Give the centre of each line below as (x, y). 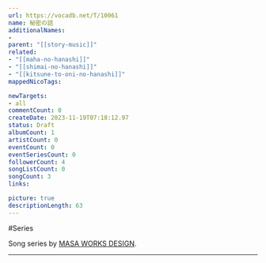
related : (23, 52)
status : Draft (32, 126)
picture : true (32, 198)
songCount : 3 (30, 177)
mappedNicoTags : (35, 81)
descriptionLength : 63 (46, 205)
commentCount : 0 (35, 111)
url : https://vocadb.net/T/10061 (63, 15)
